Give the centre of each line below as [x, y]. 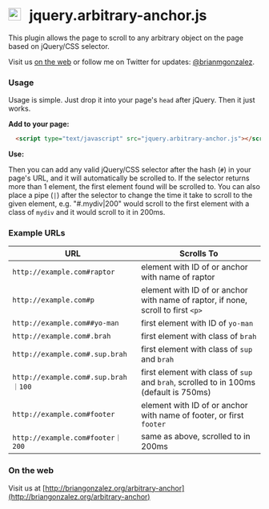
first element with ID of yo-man [197, 323]
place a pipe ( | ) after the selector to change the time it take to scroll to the [130, 196]
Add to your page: [39, 124]
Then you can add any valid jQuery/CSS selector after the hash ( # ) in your [130, 170]
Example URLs [37, 233]
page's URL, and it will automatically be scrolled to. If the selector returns [129, 178]
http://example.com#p [53, 300]
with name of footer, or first [193, 415]
